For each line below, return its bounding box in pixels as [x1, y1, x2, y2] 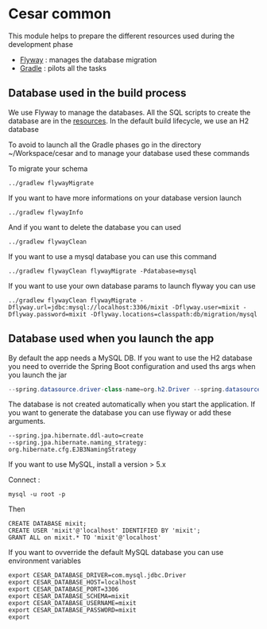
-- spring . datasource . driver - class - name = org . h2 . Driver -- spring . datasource [8, 385, 261, 394]
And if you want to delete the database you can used [8, 222, 181, 231]
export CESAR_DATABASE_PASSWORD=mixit [8, 606, 137, 615]
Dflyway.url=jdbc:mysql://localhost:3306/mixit [8, 303, 169, 311]
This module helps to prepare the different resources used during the [8, 31, 235, 41]
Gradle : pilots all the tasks [19, 63, 107, 72]
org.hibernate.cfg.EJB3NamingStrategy [8, 446, 137, 454]
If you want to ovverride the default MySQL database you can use [8, 548, 224, 557]
